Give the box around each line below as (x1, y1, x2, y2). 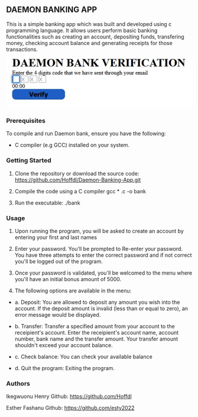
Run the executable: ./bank (14, 199, 81, 206)
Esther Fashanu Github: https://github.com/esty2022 (6, 405, 135, 412)
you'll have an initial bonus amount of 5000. (14, 276, 122, 283)
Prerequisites (6, 117, 46, 125)
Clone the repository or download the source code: (14, 170, 139, 177)
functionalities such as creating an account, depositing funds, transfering (6, 33, 184, 40)
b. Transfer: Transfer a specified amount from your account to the (14, 323, 176, 330)
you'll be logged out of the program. (14, 258, 103, 265)
